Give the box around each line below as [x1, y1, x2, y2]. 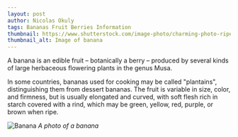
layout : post [7, 10, 46, 18]
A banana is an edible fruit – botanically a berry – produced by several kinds [7, 56, 229, 65]
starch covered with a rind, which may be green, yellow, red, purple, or [7, 100, 214, 109]
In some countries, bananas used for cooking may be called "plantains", [7, 77, 217, 86]
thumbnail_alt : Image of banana [7, 37, 103, 44]
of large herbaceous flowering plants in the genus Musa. [7, 64, 173, 72]
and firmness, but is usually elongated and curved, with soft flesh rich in [7, 93, 218, 102]
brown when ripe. [7, 108, 59, 116]
